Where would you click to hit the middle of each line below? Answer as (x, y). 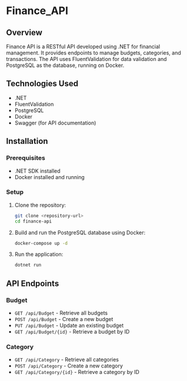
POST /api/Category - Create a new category (69, 366)
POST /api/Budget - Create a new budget (64, 319)
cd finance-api (33, 221)
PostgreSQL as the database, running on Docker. (65, 65)
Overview (24, 33)
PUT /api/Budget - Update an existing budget (69, 325)
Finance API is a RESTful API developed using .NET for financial (83, 46)
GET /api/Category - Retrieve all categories (67, 360)
